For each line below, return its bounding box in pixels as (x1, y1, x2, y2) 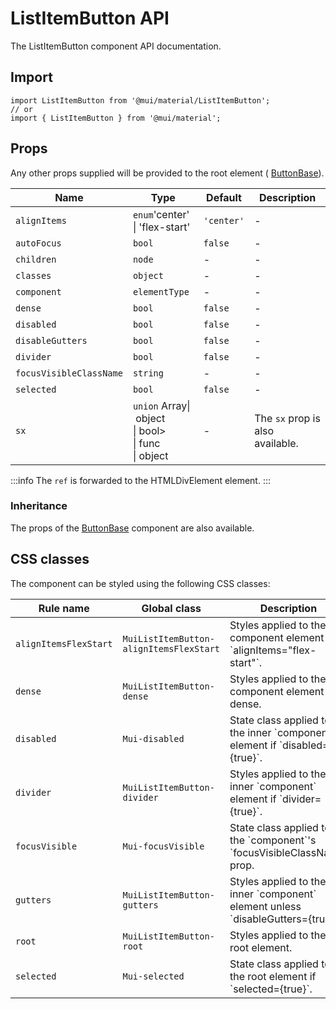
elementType (132, 286, 190, 297)
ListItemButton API (10, 7, 170, 30)
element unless (229, 899, 302, 913)
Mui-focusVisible (122, 840, 205, 852)
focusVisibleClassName (15, 367, 123, 379)
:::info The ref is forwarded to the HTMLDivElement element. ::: (10, 474, 271, 486)
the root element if (229, 969, 317, 983)
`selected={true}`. (229, 982, 313, 996)
